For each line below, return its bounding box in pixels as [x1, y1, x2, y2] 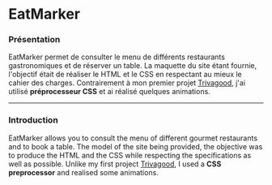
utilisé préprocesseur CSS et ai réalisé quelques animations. [8, 87, 210, 97]
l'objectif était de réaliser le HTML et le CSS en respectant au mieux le [8, 70, 243, 80]
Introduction [8, 114, 58, 126]
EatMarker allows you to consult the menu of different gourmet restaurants [8, 133, 257, 143]
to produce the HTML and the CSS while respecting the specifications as [8, 150, 252, 160]
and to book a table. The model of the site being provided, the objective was [8, 141, 263, 151]
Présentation [8, 34, 61, 45]
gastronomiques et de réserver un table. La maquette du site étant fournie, [8, 61, 257, 71]
